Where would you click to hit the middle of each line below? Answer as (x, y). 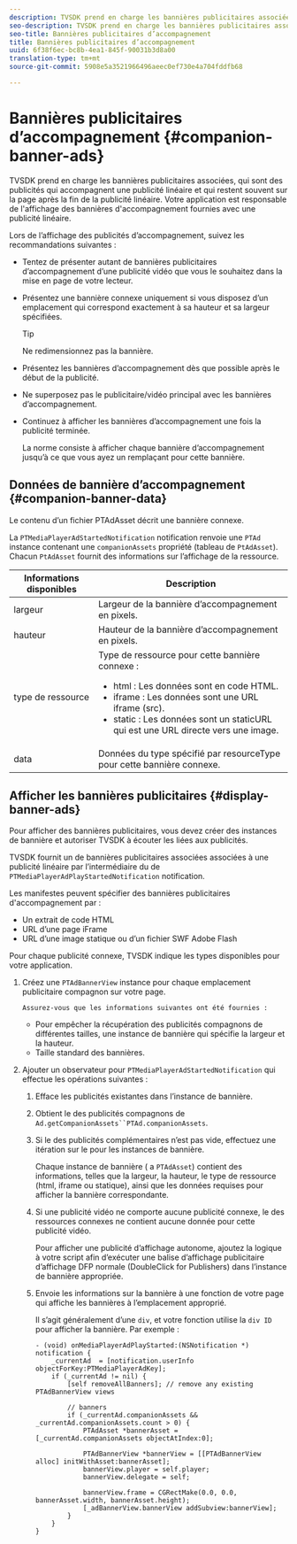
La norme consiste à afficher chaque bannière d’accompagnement (143, 447)
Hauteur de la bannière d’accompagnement (188, 629)
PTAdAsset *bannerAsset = (130, 1431)
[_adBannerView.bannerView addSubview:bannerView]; (180, 1509)
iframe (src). (139, 707)
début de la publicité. (60, 377)
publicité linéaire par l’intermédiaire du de (85, 867)
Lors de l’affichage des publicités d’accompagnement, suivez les (127, 235)
